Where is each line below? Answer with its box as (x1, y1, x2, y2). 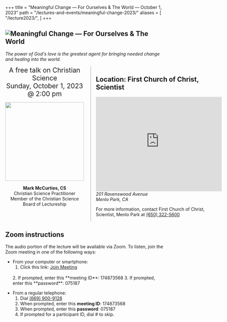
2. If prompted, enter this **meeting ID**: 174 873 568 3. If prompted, (12, 275, 155, 281)
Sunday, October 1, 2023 (6, 82, 84, 90)
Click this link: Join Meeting (20, 264, 78, 270)
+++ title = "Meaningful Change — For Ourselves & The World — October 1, (5, 5, 162, 10)
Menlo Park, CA (96, 196, 128, 202)
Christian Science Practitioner (14, 190, 75, 196)
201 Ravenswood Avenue (96, 191, 148, 197)
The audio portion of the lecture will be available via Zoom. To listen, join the (5, 244, 164, 250)
